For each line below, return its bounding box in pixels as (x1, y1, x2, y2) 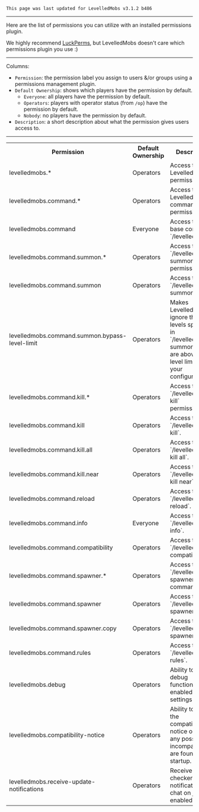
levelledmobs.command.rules (9, 649, 91, 657)
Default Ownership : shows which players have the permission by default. (14, 87, 192, 94)
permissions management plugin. (14, 81, 97, 87)
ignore (169, 313, 188, 321)
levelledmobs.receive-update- (9, 778, 96, 785)
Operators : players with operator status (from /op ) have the (23, 100, 168, 106)
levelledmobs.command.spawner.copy (9, 624, 117, 632)
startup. (169, 757, 192, 765)
